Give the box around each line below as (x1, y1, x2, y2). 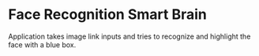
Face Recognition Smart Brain (8, 6, 207, 24)
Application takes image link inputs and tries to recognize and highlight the (8, 32, 251, 41)
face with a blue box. (8, 39, 77, 49)
